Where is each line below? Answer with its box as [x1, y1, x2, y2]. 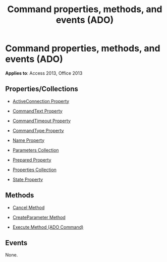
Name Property [12, 137, 44, 143]
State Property [12, 176, 43, 182]
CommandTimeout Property [12, 118, 71, 124]
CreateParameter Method [12, 214, 66, 220]
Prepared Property [12, 156, 51, 163]
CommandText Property [12, 108, 63, 114]
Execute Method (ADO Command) [12, 224, 84, 230]
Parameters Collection [12, 147, 59, 153]
